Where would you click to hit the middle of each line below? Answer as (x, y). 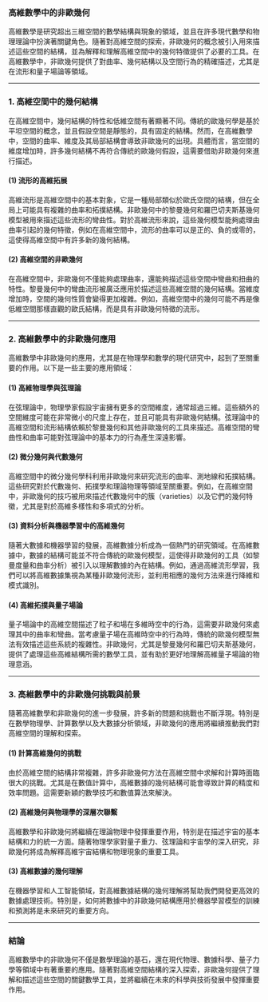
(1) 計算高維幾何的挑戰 (45, 753)
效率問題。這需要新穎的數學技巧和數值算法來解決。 (92, 792)
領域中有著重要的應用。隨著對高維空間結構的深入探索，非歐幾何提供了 (137, 970)
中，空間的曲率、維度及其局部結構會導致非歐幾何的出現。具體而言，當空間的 (134, 141)
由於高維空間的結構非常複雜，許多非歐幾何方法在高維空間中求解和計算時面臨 (134, 772)
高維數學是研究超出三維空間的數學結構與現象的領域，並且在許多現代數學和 (130, 32)
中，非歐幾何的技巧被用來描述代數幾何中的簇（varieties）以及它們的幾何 (127, 496)
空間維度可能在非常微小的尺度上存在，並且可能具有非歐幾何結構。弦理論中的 (134, 417)
